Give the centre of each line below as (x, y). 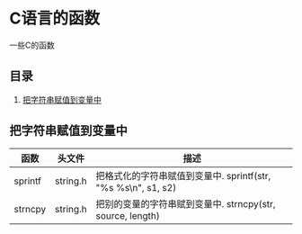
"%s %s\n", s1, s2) (136, 187)
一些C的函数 (32, 45)
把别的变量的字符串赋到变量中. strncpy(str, (186, 203)
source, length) (128, 215)
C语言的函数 (55, 18)
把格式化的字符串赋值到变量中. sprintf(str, (183, 175)
